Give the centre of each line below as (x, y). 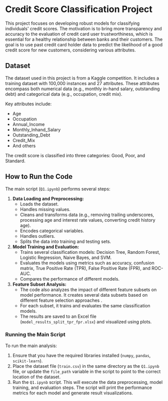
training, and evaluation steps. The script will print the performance (82, 387)
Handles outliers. (37, 236)
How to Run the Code (39, 177)
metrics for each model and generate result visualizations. (73, 393)
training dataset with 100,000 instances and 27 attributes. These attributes (82, 83)
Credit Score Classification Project (79, 9)
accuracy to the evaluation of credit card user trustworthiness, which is (79, 34)
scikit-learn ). (27, 361)
